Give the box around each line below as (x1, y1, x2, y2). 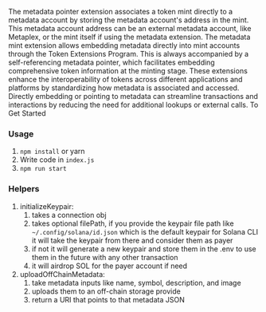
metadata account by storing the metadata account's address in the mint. (8, 15, 249, 25)
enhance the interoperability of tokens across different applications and (8, 75, 243, 84)
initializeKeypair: (19, 201, 74, 211)
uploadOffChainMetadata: (19, 269, 105, 278)
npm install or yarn (19, 147, 85, 156)
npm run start (19, 165, 67, 173)
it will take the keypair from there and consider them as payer (31, 235, 233, 245)
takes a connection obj (31, 210, 107, 219)
